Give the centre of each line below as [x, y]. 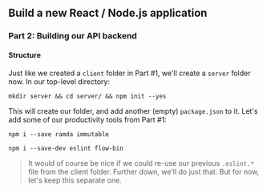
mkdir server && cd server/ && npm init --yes [87, 96]
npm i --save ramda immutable [59, 134]
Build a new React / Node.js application [108, 13]
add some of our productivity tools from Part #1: [87, 119]
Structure [25, 54]
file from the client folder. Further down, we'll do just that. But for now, [144, 171]
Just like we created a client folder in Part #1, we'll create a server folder [129, 73]
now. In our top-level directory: [59, 81]
